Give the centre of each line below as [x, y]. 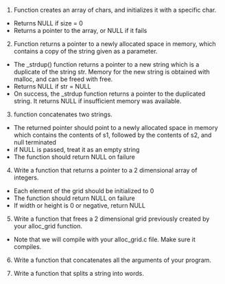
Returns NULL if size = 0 [48, 23]
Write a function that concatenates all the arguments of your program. [112, 260]
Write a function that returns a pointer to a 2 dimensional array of [105, 170]
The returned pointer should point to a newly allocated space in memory [116, 128]
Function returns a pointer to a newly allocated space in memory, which [115, 44]
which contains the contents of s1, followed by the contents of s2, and [113, 135]
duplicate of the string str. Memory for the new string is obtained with [112, 72]
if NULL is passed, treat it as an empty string [76, 150]
